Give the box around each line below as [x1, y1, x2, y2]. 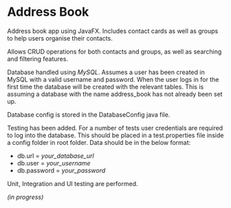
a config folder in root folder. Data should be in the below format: [7, 138, 191, 146]
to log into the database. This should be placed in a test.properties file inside [7, 131, 224, 139]
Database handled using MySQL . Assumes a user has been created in [7, 68, 205, 76]
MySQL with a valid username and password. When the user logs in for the [7, 75, 219, 83]
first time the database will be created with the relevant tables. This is [7, 82, 204, 91]
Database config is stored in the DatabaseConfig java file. [7, 111, 170, 119]
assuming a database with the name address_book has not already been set [7, 90, 223, 98]
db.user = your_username [16, 159, 91, 167]
